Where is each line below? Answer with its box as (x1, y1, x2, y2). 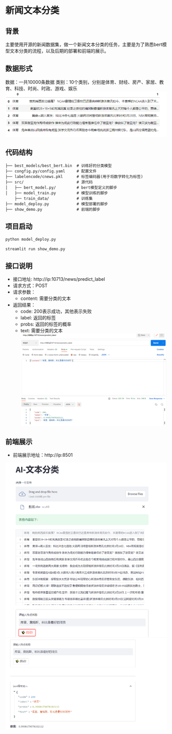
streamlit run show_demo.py (5, 246, 66, 252)
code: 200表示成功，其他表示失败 (20, 308, 92, 314)
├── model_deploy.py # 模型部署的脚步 (5, 201, 108, 206)
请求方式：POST (12, 282, 48, 289)
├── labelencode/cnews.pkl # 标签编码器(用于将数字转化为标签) (5, 174, 143, 179)
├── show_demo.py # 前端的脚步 (5, 207, 101, 212)
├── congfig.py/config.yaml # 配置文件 (5, 168, 97, 174)
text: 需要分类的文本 (20, 328, 63, 334)
